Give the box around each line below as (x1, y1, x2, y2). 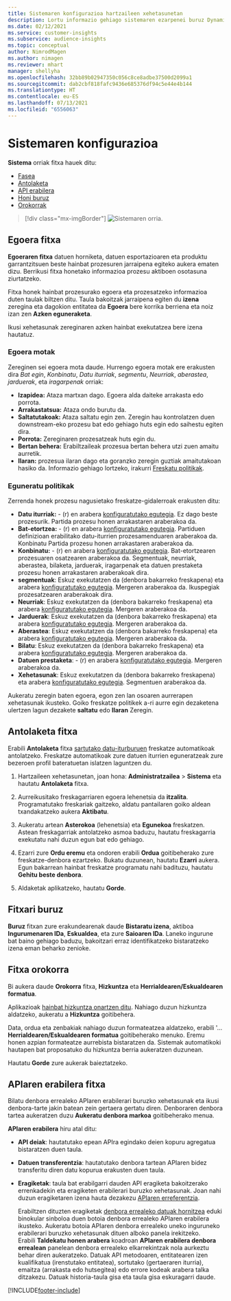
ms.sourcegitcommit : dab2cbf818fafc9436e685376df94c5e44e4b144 (8, 80, 193, 87)
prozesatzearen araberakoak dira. (17, 591, 114, 599)
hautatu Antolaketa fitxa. (17, 779, 89, 787)
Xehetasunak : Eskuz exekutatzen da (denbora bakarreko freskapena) (17, 671, 215, 679)
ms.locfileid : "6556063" (8, 106, 79, 113)
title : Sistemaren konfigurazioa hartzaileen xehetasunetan (8, 10, 184, 17)
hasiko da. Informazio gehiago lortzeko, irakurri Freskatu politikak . (17, 463, 205, 472)
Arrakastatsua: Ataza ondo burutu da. (17, 405, 127, 413)
